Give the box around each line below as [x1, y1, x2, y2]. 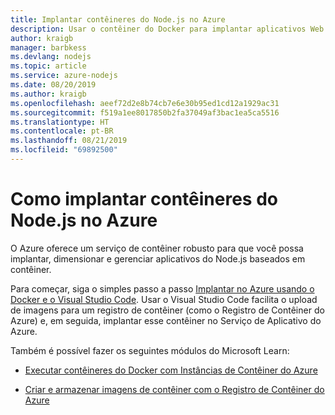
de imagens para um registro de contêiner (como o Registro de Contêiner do [10, 304, 325, 316]
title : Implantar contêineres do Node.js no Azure [10, 14, 226, 25]
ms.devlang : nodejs [10, 52, 92, 62]
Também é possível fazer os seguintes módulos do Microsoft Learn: [10, 344, 290, 356]
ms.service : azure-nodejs [10, 71, 118, 81]
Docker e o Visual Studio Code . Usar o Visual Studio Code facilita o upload [10, 293, 318, 305]
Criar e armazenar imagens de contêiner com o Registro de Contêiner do [24, 383, 325, 395]
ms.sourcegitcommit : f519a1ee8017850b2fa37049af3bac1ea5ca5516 [10, 107, 280, 118]
